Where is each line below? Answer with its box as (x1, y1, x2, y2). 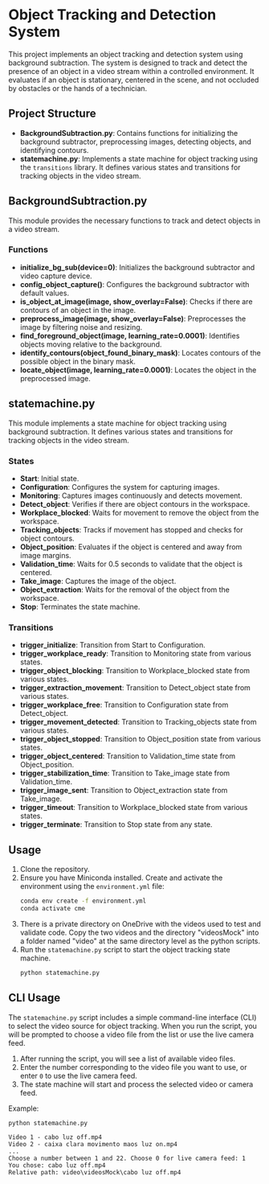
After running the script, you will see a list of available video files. (19, 1054, 235, 1063)
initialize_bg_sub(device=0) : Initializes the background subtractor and (19, 262, 255, 272)
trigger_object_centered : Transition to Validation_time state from (19, 751, 236, 761)
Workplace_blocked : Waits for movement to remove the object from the (19, 508, 259, 517)
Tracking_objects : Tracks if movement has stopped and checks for (19, 524, 243, 534)
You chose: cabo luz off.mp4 (8, 1161, 106, 1170)
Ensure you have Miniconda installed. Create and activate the (19, 873, 223, 882)
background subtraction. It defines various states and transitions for (8, 426, 234, 436)
